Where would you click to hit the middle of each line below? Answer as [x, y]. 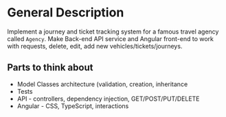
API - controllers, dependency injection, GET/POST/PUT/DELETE [109, 99]
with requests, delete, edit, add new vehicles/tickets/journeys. [95, 46]
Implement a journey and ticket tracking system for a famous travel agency [113, 31]
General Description [66, 13]
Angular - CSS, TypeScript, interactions [73, 106]
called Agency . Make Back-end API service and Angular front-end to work [111, 38]
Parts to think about [50, 67]
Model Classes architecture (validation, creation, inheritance [102, 84]
